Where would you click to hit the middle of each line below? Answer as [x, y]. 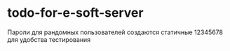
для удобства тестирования [49, 39]
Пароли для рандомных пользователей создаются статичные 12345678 [115, 32]
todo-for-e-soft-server [75, 13]
